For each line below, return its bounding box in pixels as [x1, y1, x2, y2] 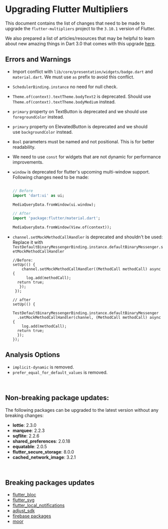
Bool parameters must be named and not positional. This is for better [12, 138, 154, 144]
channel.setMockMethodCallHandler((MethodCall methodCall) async [22, 267, 161, 272]
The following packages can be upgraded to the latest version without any [5, 407, 159, 413]
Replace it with [12, 239, 44, 245]
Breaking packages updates [5, 479, 95, 487]
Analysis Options [5, 350, 60, 359]
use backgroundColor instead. [12, 129, 73, 135]
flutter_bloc [12, 492, 37, 498]
